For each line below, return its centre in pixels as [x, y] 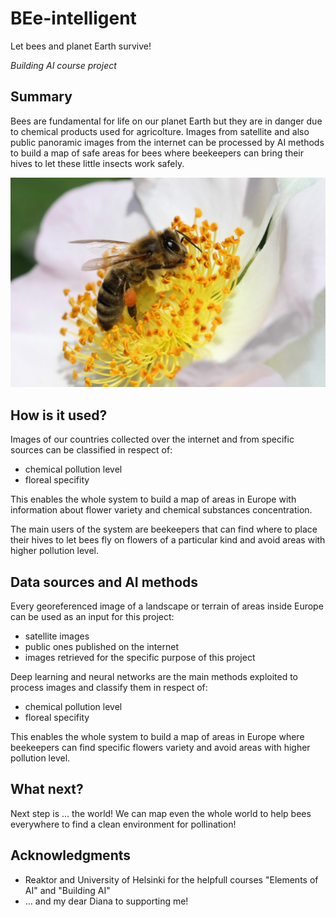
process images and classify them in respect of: [109, 688]
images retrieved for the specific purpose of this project [140, 658]
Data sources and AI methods [104, 582]
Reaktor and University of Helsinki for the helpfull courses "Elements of [171, 879]
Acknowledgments [71, 855]
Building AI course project [63, 65]
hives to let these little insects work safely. [97, 163]
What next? [47, 789]
